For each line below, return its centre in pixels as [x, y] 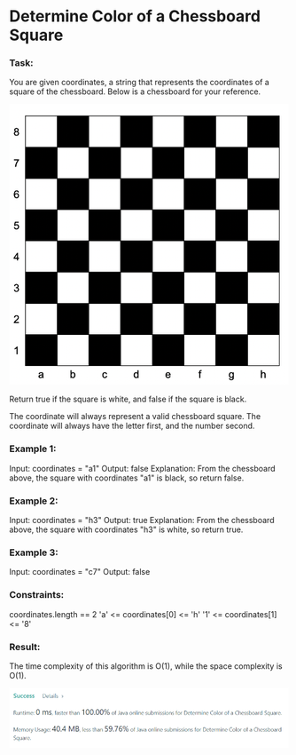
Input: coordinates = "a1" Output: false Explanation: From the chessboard [142, 468]
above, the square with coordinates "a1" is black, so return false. [127, 478]
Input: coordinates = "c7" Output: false [80, 572]
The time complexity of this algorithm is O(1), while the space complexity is [146, 666]
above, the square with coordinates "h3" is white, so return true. [126, 529]
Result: [25, 647]
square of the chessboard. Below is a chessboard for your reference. [135, 91]
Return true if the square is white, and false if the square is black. [128, 399]
